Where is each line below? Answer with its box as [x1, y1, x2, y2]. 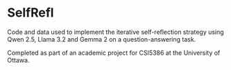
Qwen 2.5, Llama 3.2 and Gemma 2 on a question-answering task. [7, 35, 196, 43]
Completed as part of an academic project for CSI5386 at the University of [7, 49, 221, 57]
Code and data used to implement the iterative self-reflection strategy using [7, 28, 224, 36]
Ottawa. [7, 55, 30, 64]
